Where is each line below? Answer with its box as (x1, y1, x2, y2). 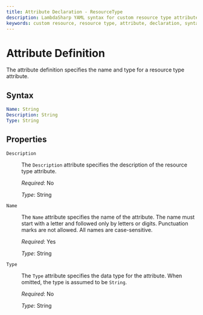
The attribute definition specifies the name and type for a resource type (6, 66, 185, 73)
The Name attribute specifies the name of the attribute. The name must (21, 213, 195, 220)
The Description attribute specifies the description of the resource (21, 161, 187, 168)
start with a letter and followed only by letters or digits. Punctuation (21, 219, 188, 227)
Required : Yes (21, 237, 56, 245)
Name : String (6, 107, 39, 113)
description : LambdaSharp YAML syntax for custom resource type (6, 15, 172, 21)
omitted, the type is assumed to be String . (21, 278, 127, 285)
